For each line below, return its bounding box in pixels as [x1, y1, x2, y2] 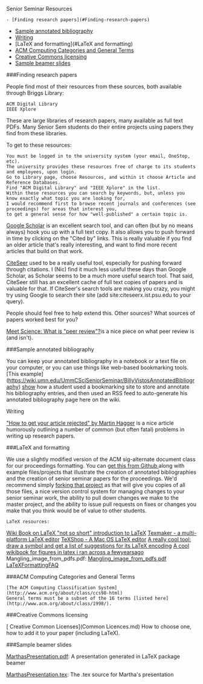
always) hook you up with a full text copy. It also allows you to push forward [6, 228, 195, 235]
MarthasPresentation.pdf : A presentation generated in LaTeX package [6, 653, 180, 660]
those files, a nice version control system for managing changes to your [6, 488, 185, 495]
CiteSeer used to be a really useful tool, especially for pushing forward [6, 259, 182, 266]
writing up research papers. [6, 432, 76, 439]
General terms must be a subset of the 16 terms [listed [6, 595, 153, 601]
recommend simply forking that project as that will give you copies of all [6, 482, 185, 488]
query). [6, 298, 25, 305]
